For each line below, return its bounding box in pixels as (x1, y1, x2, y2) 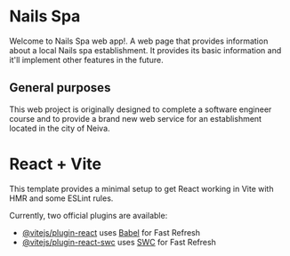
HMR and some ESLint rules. (9, 193, 114, 204)
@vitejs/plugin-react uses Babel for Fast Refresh (21, 227, 201, 237)
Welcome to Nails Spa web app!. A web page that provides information (9, 36, 269, 46)
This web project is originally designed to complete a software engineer (9, 104, 272, 115)
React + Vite (9, 154, 102, 174)
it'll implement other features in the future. (9, 54, 164, 65)
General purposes (9, 80, 111, 95)
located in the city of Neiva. (9, 123, 110, 133)
